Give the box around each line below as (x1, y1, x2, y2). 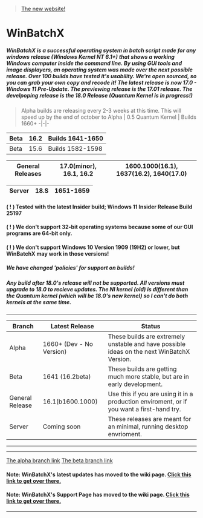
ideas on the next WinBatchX (108, 348, 190, 356)
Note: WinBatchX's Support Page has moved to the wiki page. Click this (6, 491, 190, 499)
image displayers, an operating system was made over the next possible (6, 66, 193, 73)
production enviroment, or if (108, 397, 187, 406)
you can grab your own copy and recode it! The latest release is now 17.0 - (6, 79, 197, 86)
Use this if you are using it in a (108, 390, 193, 399)
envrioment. (108, 430, 142, 439)
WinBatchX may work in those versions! (6, 250, 109, 257)
